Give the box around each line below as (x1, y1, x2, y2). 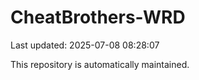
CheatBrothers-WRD (10, 6, 186, 29)
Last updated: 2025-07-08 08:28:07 (10, 39, 160, 51)
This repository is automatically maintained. (10, 58, 190, 70)
